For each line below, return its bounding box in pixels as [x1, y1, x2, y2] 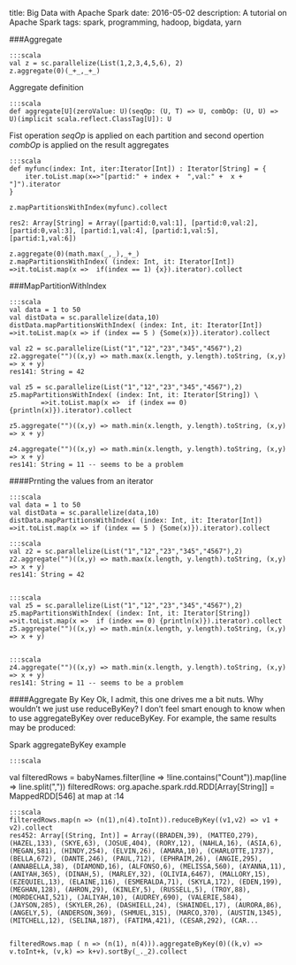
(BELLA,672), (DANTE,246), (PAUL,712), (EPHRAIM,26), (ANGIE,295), [9, 854, 263, 863]
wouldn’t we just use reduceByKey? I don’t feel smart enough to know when [9, 703, 285, 714]
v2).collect [9, 823, 53, 832]
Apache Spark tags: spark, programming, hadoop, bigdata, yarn [9, 17, 242, 27]
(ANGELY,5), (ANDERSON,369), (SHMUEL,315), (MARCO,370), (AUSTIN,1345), [9, 908, 283, 917]
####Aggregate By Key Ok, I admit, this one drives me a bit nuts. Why [9, 694, 264, 704]
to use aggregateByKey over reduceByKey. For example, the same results [9, 713, 277, 724]
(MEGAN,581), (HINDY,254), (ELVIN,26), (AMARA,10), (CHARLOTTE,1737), [9, 846, 275, 855]
